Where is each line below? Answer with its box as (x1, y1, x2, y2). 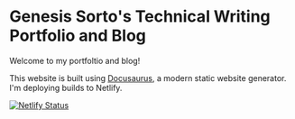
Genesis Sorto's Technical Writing (9, 6, 271, 27)
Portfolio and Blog (9, 25, 147, 46)
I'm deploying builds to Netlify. (9, 82, 123, 93)
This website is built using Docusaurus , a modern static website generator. (9, 72, 287, 83)
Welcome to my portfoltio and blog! (9, 55, 141, 66)
